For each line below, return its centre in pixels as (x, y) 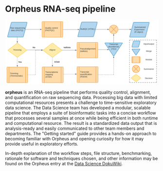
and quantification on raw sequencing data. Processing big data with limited (81, 97)
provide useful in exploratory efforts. (42, 144)
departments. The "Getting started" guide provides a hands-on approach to (81, 133)
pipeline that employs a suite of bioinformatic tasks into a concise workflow (81, 113)
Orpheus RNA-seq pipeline (60, 9)
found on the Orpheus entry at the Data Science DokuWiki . (64, 163)
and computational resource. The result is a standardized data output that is (81, 123)
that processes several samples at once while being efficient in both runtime (81, 118)
